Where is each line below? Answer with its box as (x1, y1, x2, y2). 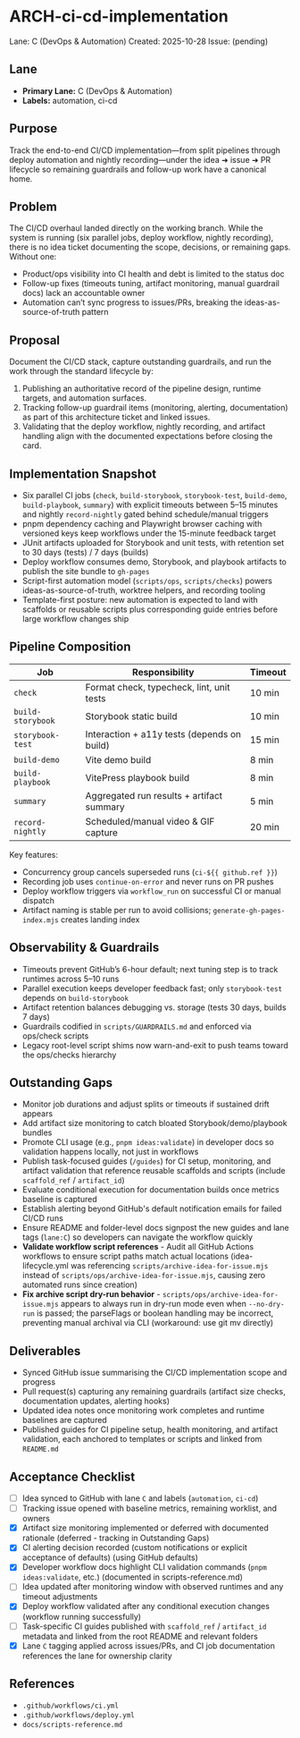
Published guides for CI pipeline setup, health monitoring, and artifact (21, 1424, 279, 1435)
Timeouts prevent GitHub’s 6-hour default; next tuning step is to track (21, 963, 279, 974)
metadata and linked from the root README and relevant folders (21, 1631, 259, 1641)
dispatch (21, 894, 55, 905)
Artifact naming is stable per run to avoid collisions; (21, 904, 212, 915)
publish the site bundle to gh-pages (21, 566, 150, 576)
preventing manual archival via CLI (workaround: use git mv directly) (21, 1318, 274, 1328)
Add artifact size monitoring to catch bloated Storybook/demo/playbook (21, 1118, 287, 1129)
